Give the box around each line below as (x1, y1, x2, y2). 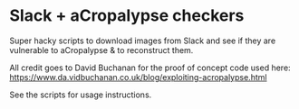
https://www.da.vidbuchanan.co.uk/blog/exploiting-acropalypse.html (9, 71, 267, 82)
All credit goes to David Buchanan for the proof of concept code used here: (9, 62, 292, 73)
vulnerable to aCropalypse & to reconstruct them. (9, 44, 194, 55)
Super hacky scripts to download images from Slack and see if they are (9, 35, 276, 46)
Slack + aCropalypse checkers (9, 5, 245, 26)
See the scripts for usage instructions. (9, 89, 152, 100)
